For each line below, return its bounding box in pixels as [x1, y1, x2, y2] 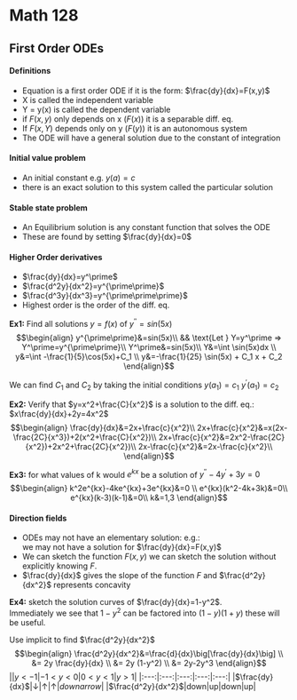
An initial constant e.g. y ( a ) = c [21, 172, 136, 183]
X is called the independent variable [21, 94, 153, 105]
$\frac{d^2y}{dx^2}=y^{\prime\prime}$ [21, 281, 165, 291]
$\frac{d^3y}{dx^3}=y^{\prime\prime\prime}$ [21, 290, 188, 301]
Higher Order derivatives [9, 251, 103, 262]
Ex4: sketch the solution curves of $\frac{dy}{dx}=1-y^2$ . [9, 597, 223, 608]
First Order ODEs [9, 41, 105, 56]
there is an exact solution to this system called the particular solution [21, 181, 273, 192]
